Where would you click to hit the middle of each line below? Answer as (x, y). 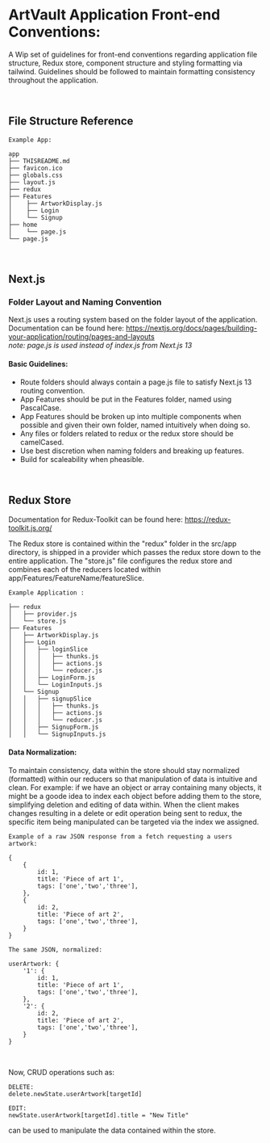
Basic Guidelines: (38, 364)
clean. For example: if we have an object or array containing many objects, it (135, 787)
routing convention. (52, 390)
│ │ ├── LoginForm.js (52, 678)
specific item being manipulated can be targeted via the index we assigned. (134, 822)
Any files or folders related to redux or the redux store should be (127, 433)
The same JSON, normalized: (56, 950)
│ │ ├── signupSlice (50, 699)
